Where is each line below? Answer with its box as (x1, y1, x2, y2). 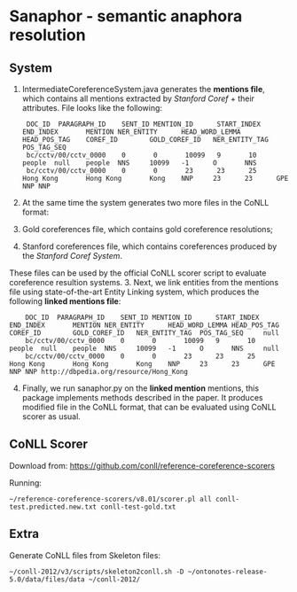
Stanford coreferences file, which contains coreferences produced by (21, 241, 277, 252)
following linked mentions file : (9, 296, 121, 307)
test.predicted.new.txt (9, 502, 98, 511)
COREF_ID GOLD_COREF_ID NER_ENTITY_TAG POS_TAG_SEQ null (9, 329, 279, 338)
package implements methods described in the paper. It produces (21, 393, 263, 402)
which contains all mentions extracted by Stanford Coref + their (21, 93, 255, 104)
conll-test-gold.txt (100, 502, 176, 511)
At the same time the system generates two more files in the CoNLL (21, 198, 270, 207)
